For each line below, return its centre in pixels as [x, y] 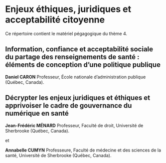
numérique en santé [37, 113]
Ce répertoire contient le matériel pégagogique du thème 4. [66, 33]
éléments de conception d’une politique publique [83, 65]
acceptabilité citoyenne [55, 20]
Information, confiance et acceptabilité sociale [79, 49]
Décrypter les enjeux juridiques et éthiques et [78, 98]
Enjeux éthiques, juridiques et [68, 9]
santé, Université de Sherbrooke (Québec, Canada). [58, 155]
